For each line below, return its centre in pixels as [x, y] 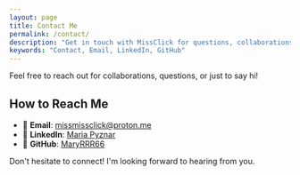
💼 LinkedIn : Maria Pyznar [69, 134]
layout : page [33, 17]
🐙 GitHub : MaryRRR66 [63, 144]
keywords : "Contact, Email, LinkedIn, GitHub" [97, 51]
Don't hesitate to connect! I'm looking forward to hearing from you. [132, 161]
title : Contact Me [43, 26]
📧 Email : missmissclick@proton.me [87, 124]
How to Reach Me [59, 103]
